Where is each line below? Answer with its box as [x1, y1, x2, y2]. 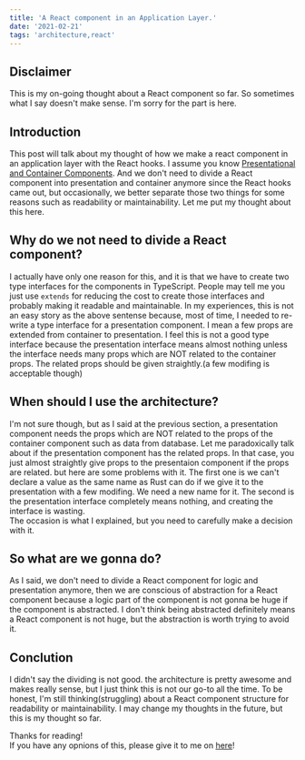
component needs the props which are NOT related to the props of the [9, 428, 274, 439]
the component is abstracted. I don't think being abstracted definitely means [9, 604, 296, 615]
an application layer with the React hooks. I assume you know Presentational [9, 158, 296, 168]
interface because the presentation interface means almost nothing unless [9, 339, 288, 350]
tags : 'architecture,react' [9, 30, 116, 39]
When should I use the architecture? [9, 394, 220, 410]
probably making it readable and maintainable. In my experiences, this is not [9, 299, 294, 310]
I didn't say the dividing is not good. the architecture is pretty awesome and [9, 674, 292, 685]
